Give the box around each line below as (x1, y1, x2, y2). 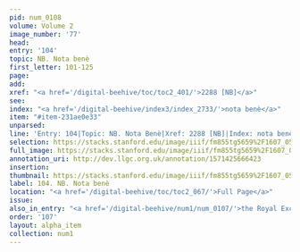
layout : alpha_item (9, 221, 82, 230)
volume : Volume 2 (9, 21, 74, 30)
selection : (9, 138, 50, 147)
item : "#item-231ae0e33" (9, 113, 102, 122)
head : (9, 38, 29, 47)
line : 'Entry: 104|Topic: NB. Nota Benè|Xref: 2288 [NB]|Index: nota (9, 130, 274, 139)
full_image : (9, 146, 54, 155)
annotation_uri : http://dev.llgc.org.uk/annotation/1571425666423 (9, 154, 262, 164)
